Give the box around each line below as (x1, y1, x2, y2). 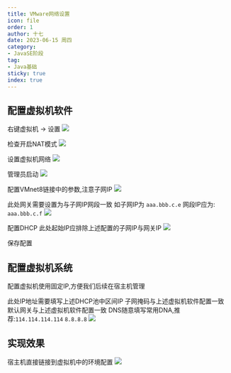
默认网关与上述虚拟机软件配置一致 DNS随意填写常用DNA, (7, 306, 174, 314)
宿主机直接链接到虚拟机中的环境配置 (7, 357, 113, 366)
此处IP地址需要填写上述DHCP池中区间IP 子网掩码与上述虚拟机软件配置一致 (7, 297, 225, 306)
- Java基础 (7, 63, 38, 70)
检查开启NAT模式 (7, 140, 58, 148)
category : (7, 43, 37, 50)
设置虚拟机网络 (7, 155, 51, 163)
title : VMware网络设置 (7, 10, 70, 18)
